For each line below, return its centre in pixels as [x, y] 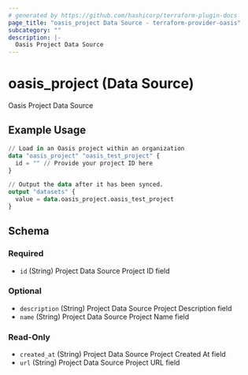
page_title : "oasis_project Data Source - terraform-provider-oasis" [125, 23]
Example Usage [47, 130]
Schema [29, 231]
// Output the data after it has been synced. [86, 185]
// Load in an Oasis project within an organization [96, 148]
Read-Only [30, 337]
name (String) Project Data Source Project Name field [104, 317]
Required [26, 254]
